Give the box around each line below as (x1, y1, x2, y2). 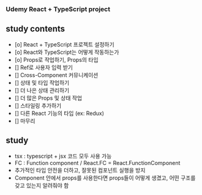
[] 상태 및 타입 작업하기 (14, 79, 70, 86)
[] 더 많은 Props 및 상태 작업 (14, 94, 83, 101)
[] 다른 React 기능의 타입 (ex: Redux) (14, 109, 105, 117)
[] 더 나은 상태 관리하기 (14, 86, 70, 94)
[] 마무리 (14, 117, 36, 124)
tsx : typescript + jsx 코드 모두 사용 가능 (14, 152, 112, 160)
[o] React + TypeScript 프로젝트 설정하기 (14, 40, 114, 48)
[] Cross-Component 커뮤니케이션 (14, 71, 99, 78)
